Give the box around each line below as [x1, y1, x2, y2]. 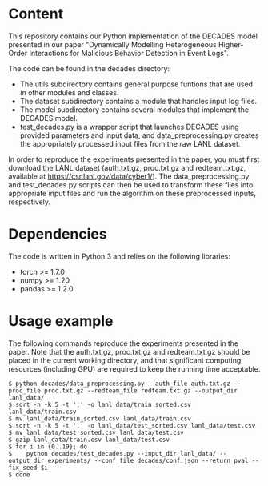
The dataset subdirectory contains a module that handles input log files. [19, 96, 258, 106]
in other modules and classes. [19, 87, 119, 97]
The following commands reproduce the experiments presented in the [8, 338, 239, 348]
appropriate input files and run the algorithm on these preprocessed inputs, [8, 188, 257, 198]
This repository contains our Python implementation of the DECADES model [8, 31, 258, 41]
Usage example [8, 312, 114, 331]
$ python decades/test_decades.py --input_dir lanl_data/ [8, 449, 217, 457]
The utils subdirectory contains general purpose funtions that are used [19, 79, 254, 89]
